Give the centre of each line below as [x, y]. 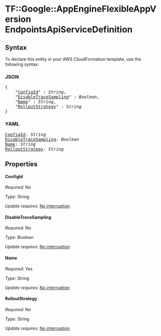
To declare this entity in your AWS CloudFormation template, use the [73, 59]
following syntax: [22, 64]
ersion [18, 19]
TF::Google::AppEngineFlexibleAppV [81, 9]
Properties [21, 164]
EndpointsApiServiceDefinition [69, 30]
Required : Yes [19, 269]
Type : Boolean [19, 237]
